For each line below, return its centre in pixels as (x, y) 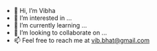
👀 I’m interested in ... (43, 18)
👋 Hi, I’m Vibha (34, 11)
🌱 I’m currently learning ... (50, 25)
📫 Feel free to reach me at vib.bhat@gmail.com (82, 40)
